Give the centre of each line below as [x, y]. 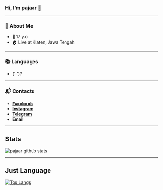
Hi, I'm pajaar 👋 [23, 8]
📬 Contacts [20, 91]
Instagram [23, 109]
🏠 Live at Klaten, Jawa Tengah [43, 42]
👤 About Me [19, 26]
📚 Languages [22, 61]
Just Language [28, 170]
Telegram [22, 114]
